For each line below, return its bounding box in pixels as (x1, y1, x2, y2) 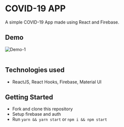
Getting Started (5, 93, 53, 101)
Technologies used (5, 66, 65, 74)
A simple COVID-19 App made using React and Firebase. (5, 19, 119, 25)
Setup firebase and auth (12, 111, 61, 117)
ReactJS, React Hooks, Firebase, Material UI (12, 79, 102, 85)
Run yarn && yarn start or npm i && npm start (12, 116, 107, 123)
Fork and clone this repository (12, 106, 73, 112)
